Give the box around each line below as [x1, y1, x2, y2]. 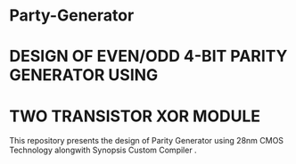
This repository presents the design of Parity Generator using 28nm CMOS [9, 135, 284, 146]
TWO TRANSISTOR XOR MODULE [9, 106, 261, 126]
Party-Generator [9, 5, 135, 26]
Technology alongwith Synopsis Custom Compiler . [9, 144, 198, 156]
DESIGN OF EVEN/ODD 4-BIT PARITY [9, 46, 288, 67]
